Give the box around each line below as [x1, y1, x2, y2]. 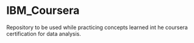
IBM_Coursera [6, 4, 80, 18]
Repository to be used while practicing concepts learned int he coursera [6, 24, 188, 31]
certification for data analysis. [6, 30, 81, 37]
